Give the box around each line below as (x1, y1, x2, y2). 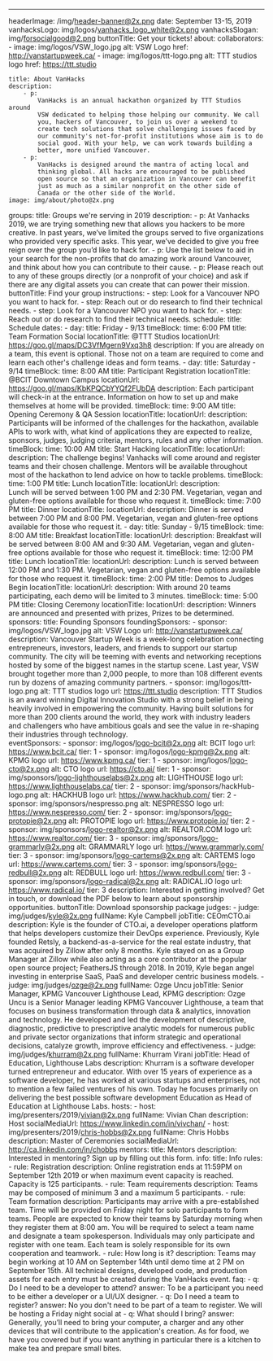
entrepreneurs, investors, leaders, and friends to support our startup (8, 643, 237, 652)
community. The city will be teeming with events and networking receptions (8, 652, 262, 661)
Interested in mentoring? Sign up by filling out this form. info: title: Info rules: (8, 1153, 263, 1162)
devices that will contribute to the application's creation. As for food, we (8, 1326, 249, 1336)
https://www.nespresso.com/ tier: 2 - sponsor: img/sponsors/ (8, 807, 214, 816)
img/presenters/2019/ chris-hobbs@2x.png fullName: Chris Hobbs (8, 1127, 230, 1136)
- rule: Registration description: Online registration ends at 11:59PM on (8, 1162, 243, 1171)
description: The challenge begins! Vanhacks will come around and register (8, 453, 261, 462)
